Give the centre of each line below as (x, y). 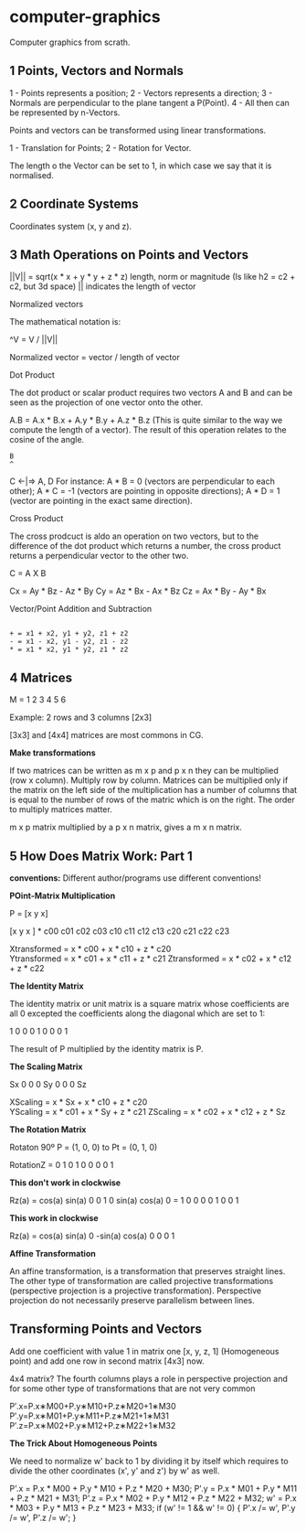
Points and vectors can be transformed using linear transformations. (138, 130)
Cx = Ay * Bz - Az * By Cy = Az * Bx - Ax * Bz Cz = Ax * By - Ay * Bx (138, 591)
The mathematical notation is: (65, 322)
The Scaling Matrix (46, 1066)
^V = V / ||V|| (34, 339)
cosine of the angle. (47, 440)
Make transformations (53, 753)
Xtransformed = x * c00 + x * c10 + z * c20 (90, 949)
